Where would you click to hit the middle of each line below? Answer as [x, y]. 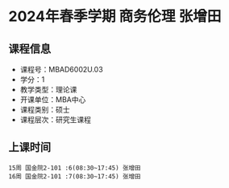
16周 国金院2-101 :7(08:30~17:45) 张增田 [75, 176]
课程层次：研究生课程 [55, 120]
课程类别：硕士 [45, 110]
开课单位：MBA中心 [53, 100]
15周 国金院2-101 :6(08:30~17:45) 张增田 [75, 168]
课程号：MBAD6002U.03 [61, 69]
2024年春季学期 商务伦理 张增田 [115, 16]
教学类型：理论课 [48, 90]
